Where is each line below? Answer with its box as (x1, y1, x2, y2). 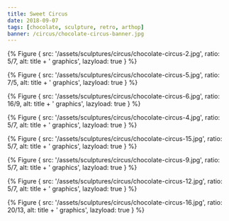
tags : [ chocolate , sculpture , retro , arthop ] (7, 23, 144, 30)
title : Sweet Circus (7, 10, 69, 18)
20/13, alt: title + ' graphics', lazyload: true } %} (7, 206, 145, 215)
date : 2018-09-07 (7, 17, 59, 24)
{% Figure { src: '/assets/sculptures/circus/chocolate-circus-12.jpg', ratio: (7, 177, 223, 186)
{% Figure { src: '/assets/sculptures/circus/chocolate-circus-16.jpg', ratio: (7, 198, 223, 207)
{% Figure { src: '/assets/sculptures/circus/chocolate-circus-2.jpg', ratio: (7, 50, 220, 58)
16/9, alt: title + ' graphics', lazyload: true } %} (7, 100, 141, 108)
